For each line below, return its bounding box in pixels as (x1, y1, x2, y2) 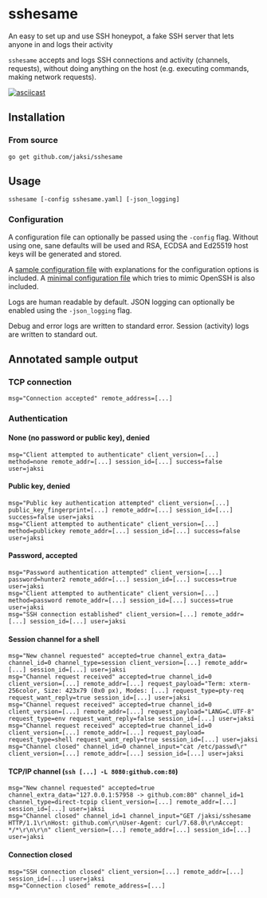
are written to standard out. (8, 329, 98, 339)
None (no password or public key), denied (8, 433, 150, 442)
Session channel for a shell (8, 634, 100, 643)
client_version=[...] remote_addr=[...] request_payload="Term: (8, 680, 226, 688)
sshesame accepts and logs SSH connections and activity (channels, (8, 55, 230, 65)
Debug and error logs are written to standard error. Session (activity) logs (8, 321, 249, 330)
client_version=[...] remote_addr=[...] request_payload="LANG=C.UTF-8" (8, 708, 255, 716)
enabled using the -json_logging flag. (8, 305, 132, 315)
